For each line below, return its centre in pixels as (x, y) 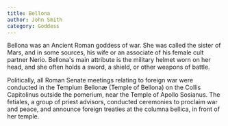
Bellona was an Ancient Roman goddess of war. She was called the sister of (114, 46)
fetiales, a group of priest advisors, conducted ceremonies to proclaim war (112, 102)
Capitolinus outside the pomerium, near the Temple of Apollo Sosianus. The (114, 95)
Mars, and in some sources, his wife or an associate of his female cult (105, 52)
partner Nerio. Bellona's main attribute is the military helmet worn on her (109, 60)
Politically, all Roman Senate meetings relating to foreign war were (100, 80)
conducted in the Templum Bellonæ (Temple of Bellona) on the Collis (104, 88)
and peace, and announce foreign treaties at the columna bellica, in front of (114, 109)
